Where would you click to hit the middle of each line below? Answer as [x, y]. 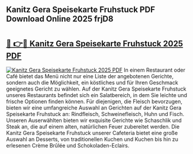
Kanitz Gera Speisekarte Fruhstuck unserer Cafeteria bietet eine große [92, 133]
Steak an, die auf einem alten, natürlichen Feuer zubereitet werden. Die [93, 126]
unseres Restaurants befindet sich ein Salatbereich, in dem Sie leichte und [97, 95]
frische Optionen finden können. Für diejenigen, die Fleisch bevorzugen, [94, 101]
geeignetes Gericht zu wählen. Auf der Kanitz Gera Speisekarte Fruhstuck [96, 89]
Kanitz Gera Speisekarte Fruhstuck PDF [81, 10]
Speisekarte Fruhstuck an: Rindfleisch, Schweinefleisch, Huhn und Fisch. [95, 114]
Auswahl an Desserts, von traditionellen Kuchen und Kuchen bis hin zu [92, 139]
